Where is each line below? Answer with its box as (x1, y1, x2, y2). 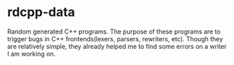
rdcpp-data (7, 4, 75, 20)
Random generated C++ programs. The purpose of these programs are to (7, 27, 221, 36)
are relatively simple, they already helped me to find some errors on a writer (7, 42, 227, 50)
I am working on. (7, 50, 56, 58)
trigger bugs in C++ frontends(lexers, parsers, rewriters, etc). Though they (7, 34, 223, 43)
